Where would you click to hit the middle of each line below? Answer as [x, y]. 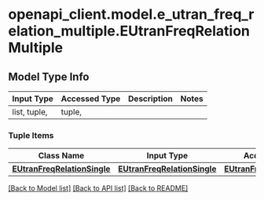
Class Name [61, 156]
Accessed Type [91, 98]
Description [150, 98]
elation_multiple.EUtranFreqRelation [129, 31]
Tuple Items [31, 135]
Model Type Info [49, 76]
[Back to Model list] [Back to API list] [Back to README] [98, 188]
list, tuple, [30, 112]
